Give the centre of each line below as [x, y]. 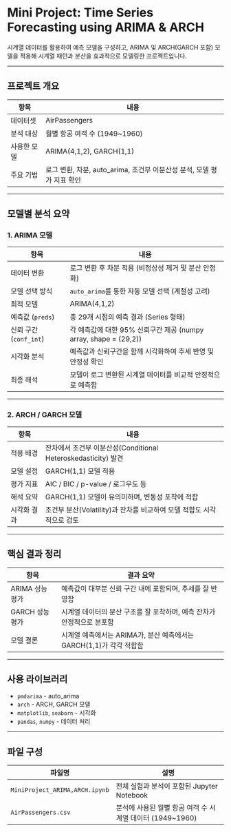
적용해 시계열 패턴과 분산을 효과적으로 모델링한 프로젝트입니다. [103, 56]
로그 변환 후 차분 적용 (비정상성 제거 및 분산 [135, 268]
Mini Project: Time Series [80, 13]
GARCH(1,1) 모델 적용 [80, 471]
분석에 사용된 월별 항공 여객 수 [162, 808]
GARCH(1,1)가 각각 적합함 [102, 645]
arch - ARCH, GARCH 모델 [54, 705]
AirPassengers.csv [41, 813]
